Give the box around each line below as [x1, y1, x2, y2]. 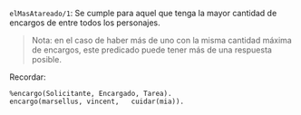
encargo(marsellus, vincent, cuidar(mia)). [9, 97, 184, 106]
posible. [31, 54, 62, 64]
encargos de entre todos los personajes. [9, 17, 160, 28]
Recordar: [9, 72, 47, 82]
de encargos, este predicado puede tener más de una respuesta [31, 44, 272, 55]
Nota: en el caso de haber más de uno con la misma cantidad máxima [31, 35, 292, 45]
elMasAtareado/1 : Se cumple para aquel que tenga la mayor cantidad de [9, 8, 277, 18]
